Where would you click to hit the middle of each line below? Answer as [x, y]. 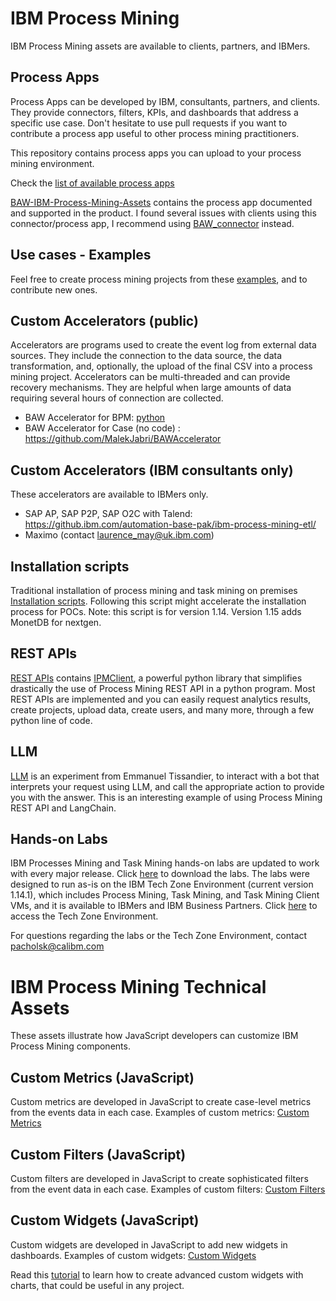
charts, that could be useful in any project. [97, 1285]
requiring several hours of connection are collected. [117, 398]
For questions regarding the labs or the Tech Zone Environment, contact [159, 936]
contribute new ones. [54, 289]
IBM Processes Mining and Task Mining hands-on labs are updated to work [165, 863]
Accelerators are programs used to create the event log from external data [163, 345]
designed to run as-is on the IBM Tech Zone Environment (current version [162, 884]
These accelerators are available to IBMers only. [109, 494]
